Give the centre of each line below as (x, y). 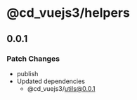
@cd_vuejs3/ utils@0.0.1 (61, 88)
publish (27, 73)
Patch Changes (33, 59)
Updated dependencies (51, 81)
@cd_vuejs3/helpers (68, 13)
